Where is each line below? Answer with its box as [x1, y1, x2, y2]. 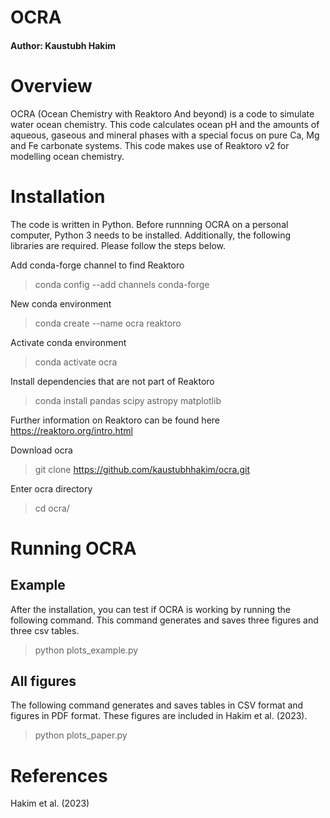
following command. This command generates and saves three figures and [10, 614, 319, 626]
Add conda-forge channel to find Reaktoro [10, 259, 185, 271]
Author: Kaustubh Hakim [10, 39, 117, 51]
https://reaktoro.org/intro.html [10, 424, 133, 436]
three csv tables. [10, 624, 80, 636]
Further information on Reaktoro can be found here [10, 414, 221, 426]
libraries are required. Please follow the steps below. [10, 239, 226, 251]
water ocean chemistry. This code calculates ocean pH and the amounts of [10, 118, 320, 130]
